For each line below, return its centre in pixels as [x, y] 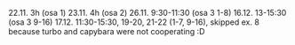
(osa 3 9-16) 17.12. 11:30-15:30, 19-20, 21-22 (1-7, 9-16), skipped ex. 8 [134, 22]
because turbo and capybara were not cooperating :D [107, 31]
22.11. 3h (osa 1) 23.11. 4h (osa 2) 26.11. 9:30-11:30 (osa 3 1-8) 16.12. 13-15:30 [147, 13]
